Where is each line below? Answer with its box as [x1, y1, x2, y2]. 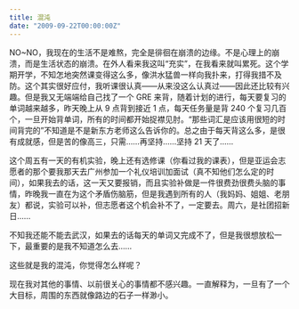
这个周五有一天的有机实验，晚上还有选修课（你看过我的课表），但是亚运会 [9, 155, 279, 166]
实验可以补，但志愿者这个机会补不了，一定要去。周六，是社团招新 [47, 199, 290, 210]
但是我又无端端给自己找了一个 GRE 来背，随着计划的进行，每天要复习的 [24, 91, 287, 102]
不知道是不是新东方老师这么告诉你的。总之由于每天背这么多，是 [44, 125, 279, 135]
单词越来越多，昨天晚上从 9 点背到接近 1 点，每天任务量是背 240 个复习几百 [9, 102, 287, 113]
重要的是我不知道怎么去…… [32, 240, 133, 251]
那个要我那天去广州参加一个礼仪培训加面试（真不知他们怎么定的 [32, 166, 267, 176]
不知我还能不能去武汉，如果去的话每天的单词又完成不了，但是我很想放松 [9, 229, 274, 240]
